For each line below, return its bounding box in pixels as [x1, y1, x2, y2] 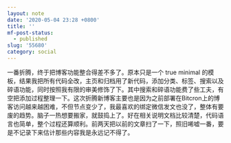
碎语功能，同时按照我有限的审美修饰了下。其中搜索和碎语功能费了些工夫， [7, 85, 218, 93]
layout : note [7, 10, 45, 17]
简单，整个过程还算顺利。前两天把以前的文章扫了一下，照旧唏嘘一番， [19, 120, 218, 128]
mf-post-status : [7, 29, 54, 36]
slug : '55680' [7, 42, 48, 49]
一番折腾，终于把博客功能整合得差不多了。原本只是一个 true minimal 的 [7, 68, 208, 76]
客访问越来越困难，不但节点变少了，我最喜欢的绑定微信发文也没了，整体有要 [7, 102, 224, 111]
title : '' [7, 23, 36, 30]
